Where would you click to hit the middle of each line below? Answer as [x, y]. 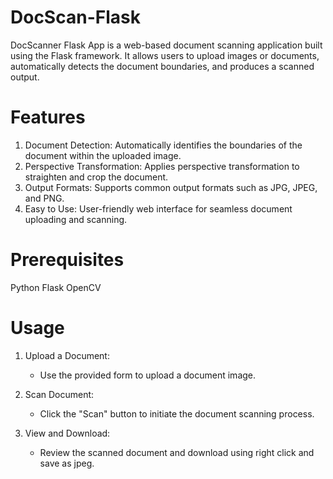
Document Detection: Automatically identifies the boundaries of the [163, 145]
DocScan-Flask [75, 17]
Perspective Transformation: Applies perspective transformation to [162, 166]
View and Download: [67, 433]
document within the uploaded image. [103, 155]
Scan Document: [59, 394]
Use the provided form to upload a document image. [148, 375]
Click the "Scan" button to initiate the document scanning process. [177, 413]
